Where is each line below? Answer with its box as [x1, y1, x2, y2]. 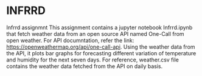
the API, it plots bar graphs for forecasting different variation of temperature [6, 49, 197, 57]
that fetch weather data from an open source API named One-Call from [6, 30, 184, 37]
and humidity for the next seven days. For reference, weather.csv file [6, 56, 179, 63]
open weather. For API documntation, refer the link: [6, 36, 134, 44]
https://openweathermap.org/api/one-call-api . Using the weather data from [6, 43, 196, 50]
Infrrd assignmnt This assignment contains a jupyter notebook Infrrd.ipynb [6, 24, 193, 31]
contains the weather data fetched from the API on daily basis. [6, 62, 163, 70]
